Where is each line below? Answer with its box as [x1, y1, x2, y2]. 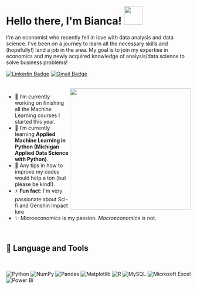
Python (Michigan [14, 143, 60, 150]
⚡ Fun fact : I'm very [14, 187, 63, 194]
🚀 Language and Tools [6, 243, 89, 253]
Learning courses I [14, 112, 60, 119]
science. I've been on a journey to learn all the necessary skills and [6, 40, 168, 47]
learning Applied [14, 130, 56, 138]
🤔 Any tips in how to [14, 162, 63, 169]
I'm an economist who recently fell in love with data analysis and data [6, 34, 174, 41]
